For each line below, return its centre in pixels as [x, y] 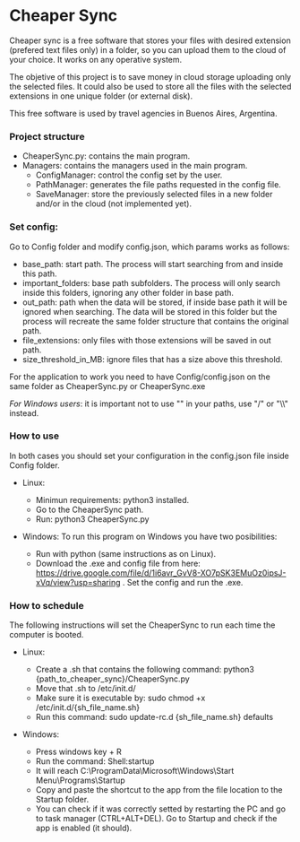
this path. [39, 273]
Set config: [34, 227]
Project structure [47, 136]
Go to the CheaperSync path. [90, 509]
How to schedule [47, 605]
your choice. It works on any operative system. [96, 59]
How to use [34, 436]
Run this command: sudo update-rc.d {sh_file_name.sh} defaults [154, 717]
